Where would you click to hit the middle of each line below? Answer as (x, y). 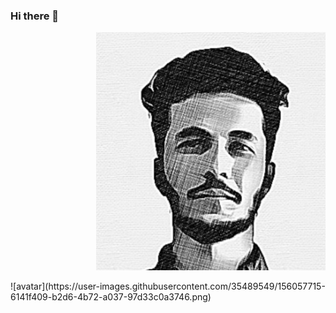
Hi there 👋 (35, 16)
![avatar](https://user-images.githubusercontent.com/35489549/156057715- (168, 286)
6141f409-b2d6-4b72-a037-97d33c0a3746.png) (111, 297)
